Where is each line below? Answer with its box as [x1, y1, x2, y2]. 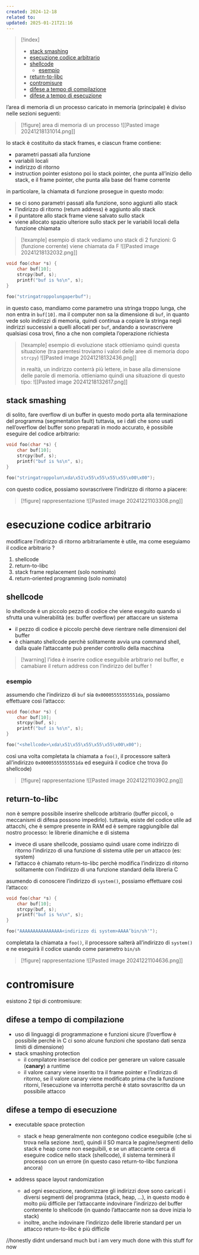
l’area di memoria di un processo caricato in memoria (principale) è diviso [6, 104, 186, 111]
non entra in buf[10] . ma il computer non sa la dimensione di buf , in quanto [6, 311, 190, 318]
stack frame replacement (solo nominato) [14, 568, 116, 576]
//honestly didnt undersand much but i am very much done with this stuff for [6, 1237, 193, 1244]
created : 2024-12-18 [6, 8, 58, 15]
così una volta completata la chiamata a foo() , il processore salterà [6, 752, 170, 759]
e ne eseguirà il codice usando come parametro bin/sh [6, 945, 141, 953]
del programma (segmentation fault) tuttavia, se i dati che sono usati [6, 418, 173, 425]
